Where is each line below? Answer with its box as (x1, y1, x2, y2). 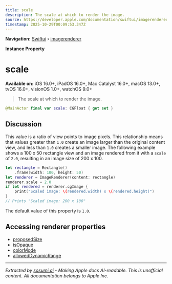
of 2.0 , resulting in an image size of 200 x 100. (5, 155, 103, 161)
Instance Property (5, 46, 45, 52)
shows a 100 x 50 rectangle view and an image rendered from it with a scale (5, 149, 166, 156)
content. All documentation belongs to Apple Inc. (5, 272, 109, 279)
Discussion (5, 120, 42, 128)
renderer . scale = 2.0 (5, 180, 52, 185)
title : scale (5, 7, 33, 13)
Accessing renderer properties (5, 223, 106, 231)
